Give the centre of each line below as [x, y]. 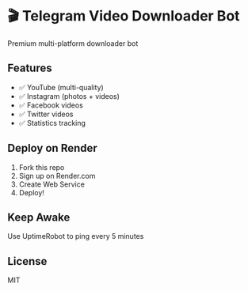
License [27, 261]
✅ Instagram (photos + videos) [69, 96]
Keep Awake [39, 217]
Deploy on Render [53, 148]
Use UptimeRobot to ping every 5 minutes [76, 236]
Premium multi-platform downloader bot [73, 43]
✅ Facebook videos [51, 105]
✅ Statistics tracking [52, 123]
